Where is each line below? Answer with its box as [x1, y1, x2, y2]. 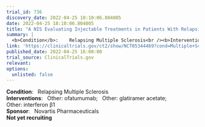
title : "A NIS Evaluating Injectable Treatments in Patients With [6, 26, 179, 32]
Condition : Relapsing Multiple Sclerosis [6, 88, 109, 95]
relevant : [6, 60, 32, 66]
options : [6, 65, 29, 72]
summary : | [6, 32, 34, 38]
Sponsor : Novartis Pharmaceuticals [6, 107, 99, 115]
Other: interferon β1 [6, 101, 56, 109]
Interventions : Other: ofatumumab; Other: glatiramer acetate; [6, 95, 167, 102]
